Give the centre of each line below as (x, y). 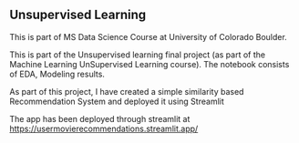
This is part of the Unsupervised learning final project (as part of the (138, 55)
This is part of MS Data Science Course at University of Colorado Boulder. (148, 36)
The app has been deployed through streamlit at (100, 118)
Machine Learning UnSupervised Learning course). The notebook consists (149, 64)
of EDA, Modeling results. (57, 74)
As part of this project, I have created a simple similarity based (127, 91)
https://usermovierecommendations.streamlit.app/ (104, 128)
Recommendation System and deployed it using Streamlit (117, 101)
